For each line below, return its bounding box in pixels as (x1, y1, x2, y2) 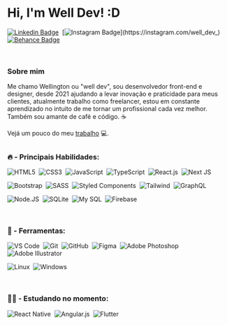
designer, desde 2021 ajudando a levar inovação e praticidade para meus (7, 89, 219, 99)
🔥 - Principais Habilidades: (7, 152, 100, 161)
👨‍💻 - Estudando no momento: (7, 294, 109, 303)
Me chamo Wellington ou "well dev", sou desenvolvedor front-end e (7, 82, 203, 91)
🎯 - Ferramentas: (7, 226, 66, 236)
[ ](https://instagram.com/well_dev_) (61, 28, 221, 36)
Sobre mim (7, 66, 45, 76)
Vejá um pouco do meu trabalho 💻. (7, 129, 110, 138)
